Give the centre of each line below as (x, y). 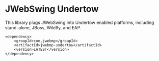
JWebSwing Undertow (52, 9)
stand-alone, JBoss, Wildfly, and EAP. (43, 27)
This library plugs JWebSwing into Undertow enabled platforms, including (80, 22)
